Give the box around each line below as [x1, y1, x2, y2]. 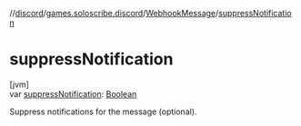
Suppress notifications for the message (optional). [9, 106, 197, 117]
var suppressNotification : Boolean [9, 88, 137, 99]
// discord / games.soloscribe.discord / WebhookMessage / [9, 8, 219, 18]
